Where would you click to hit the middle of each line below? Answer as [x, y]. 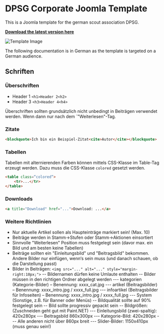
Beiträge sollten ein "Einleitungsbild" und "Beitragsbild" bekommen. [81, 253]
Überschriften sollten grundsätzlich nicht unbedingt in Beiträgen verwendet [81, 111]
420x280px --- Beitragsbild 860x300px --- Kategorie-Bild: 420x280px [84, 316]
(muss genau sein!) [32, 327]
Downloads [19, 199]
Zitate [12, 129]
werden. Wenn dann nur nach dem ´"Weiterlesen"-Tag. [61, 116]
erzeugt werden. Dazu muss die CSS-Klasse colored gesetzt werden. [75, 168]
